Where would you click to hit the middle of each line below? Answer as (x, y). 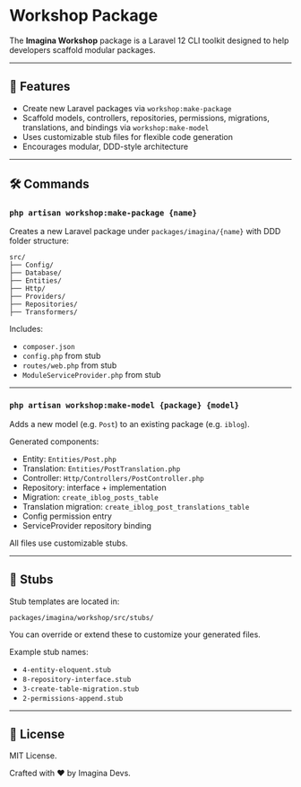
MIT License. (33, 756)
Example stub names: (49, 651)
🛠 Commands (49, 184)
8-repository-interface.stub (77, 679)
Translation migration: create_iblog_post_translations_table (136, 506)
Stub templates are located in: (64, 601)
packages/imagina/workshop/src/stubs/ (82, 617)
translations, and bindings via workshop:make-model (116, 127)
